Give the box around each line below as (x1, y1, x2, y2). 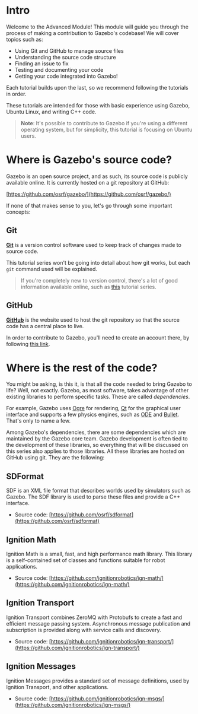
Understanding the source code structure (14, 53, 117, 61)
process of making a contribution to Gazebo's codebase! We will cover (6, 29, 179, 36)
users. (20, 132, 37, 139)
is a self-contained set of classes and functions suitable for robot (6, 557, 165, 564)
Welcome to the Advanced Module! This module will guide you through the (6, 23, 189, 30)
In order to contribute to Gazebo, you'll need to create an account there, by (6, 334, 190, 341)
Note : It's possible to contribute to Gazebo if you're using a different (20, 119, 188, 126)
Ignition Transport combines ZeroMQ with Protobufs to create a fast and (6, 614, 183, 621)
